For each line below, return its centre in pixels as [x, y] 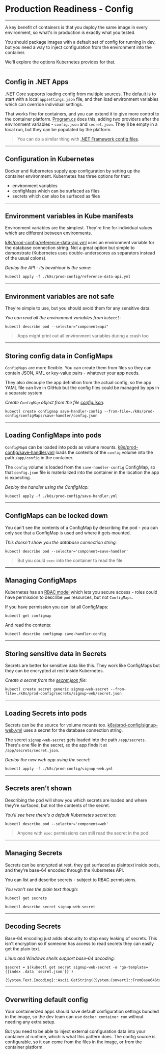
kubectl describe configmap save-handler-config [56, 634]
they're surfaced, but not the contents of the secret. [58, 805]
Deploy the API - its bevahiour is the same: [48, 268]
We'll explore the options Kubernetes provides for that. [60, 62]
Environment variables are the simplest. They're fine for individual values [79, 228]
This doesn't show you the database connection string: [61, 542]
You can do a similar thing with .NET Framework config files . [78, 139]
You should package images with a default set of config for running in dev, [81, 42]
